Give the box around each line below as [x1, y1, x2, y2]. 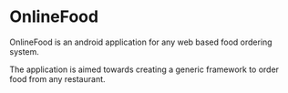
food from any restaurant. [9, 73, 107, 84]
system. [9, 46, 39, 57]
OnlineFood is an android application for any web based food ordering [9, 36, 273, 47]
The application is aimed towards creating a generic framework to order [9, 64, 280, 75]
